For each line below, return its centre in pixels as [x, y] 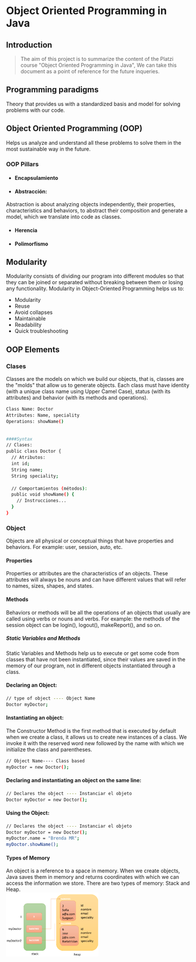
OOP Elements [33, 349]
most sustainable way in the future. [48, 149]
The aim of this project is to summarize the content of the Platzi [97, 59]
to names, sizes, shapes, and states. [50, 586]
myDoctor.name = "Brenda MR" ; [43, 838]
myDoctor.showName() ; [32, 845]
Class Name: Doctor [30, 409]
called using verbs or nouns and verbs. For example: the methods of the [93, 619]
